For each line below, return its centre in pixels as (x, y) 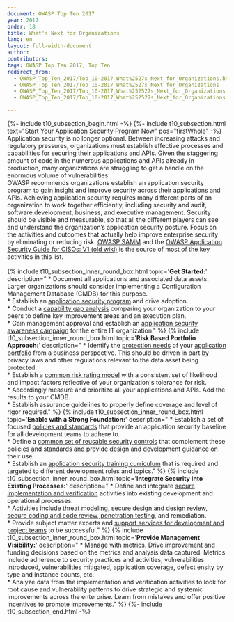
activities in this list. (36, 257)
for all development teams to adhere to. (64, 434)
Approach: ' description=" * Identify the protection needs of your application (117, 345)
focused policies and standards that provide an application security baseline (117, 426)
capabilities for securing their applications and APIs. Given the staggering (112, 153)
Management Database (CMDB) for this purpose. (78, 294)
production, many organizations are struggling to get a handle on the (106, 168)
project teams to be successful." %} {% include (75, 530)
